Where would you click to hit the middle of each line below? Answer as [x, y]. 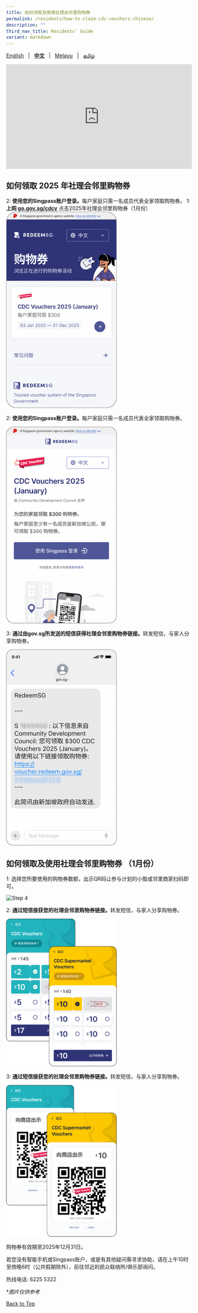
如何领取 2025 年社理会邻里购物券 [68, 186]
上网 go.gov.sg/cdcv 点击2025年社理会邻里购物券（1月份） [79, 208]
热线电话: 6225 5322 [32, 1279]
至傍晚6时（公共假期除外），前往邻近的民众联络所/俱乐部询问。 [82, 1267]
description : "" [26, 25]
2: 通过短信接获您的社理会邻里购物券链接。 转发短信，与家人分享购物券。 [94, 910]
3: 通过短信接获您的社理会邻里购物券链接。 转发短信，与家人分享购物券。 [94, 1076]
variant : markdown [29, 37]
